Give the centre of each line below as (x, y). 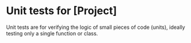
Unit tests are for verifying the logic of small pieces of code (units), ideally (95, 27)
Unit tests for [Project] (61, 11)
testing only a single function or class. (52, 33)
